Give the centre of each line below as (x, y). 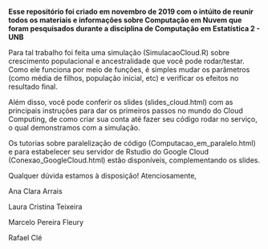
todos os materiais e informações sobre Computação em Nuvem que (125, 20)
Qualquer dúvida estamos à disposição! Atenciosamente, (102, 176)
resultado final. (33, 86)
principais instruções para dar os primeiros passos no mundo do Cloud (126, 110)
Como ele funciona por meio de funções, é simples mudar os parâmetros (129, 70)
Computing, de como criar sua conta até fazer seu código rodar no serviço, (133, 119)
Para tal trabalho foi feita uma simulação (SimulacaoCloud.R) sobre (119, 52)
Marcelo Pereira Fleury (46, 222)
